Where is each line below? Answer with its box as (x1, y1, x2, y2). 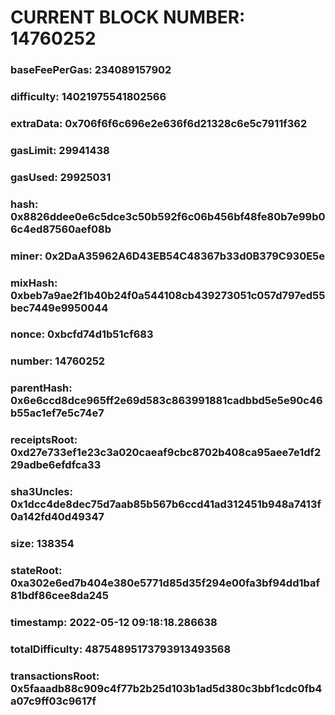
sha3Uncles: (10, 485, 73, 499)
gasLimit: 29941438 (10, 143, 110, 157)
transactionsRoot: (10, 669, 100, 683)
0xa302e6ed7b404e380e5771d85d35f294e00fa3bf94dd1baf (10, 576, 321, 590)
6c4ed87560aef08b (10, 222, 112, 236)
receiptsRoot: (10, 433, 78, 447)
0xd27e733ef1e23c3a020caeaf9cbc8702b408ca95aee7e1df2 (10, 446, 322, 460)
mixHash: (10, 276, 58, 290)
